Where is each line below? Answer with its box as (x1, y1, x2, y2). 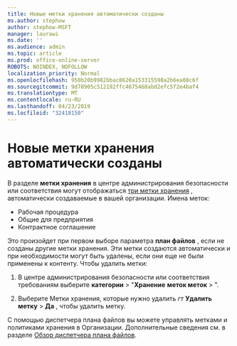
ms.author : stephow (7, 17, 65, 24)
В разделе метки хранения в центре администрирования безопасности (7, 178, 229, 187)
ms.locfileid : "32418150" (7, 109, 84, 117)
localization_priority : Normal (7, 70, 100, 77)
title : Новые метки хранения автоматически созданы (7, 10, 164, 18)
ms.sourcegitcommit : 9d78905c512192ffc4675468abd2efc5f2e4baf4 (7, 83, 199, 90)
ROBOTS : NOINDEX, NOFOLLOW (7, 63, 88, 70)
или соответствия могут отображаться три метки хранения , (7, 186, 194, 195)
